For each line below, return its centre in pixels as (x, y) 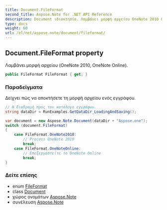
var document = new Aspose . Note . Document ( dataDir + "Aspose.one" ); (77, 121)
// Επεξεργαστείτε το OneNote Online (62, 153)
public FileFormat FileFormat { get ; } (46, 74)
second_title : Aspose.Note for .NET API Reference (59, 14)
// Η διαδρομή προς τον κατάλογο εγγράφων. (51, 107)
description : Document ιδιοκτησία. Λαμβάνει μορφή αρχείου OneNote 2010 (82, 19)
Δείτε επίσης (21, 175)
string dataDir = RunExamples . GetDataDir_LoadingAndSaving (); (71, 112)
